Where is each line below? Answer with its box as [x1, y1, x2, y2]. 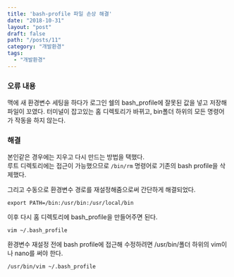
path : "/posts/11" [7, 37, 61, 44]
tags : [7, 50, 23, 57]
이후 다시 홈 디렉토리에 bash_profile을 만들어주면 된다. [7, 213, 158, 221]
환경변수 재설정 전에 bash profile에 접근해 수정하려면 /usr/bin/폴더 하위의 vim [7, 240, 222, 249]
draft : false [7, 30, 46, 37]
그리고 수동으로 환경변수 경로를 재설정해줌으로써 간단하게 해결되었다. [7, 185, 196, 194]
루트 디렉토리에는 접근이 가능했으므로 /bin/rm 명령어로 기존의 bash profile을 [7, 162, 218, 170]
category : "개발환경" [7, 43, 65, 50]
